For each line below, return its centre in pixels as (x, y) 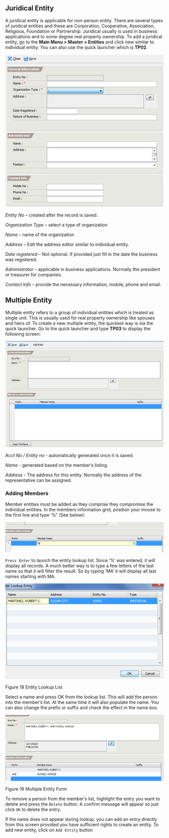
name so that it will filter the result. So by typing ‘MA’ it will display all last (81, 571)
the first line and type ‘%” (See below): (45, 515)
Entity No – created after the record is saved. (52, 215)
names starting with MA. (31, 576)
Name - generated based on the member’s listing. (57, 465)
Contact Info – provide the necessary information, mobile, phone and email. (83, 284)
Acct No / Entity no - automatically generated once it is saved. (70, 455)
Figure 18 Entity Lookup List (34, 687)
